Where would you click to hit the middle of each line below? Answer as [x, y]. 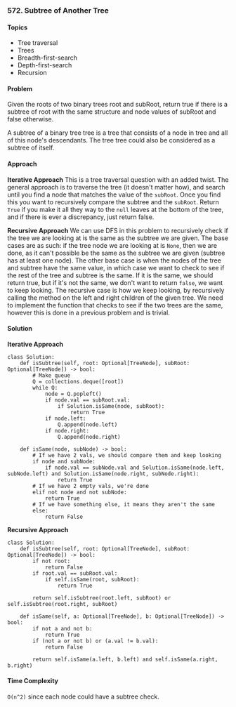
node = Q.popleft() [73, 394]
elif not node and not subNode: [80, 492]
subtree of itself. [31, 148]
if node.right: [67, 430]
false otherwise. [31, 119]
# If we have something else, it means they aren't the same [124, 504]
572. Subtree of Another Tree [58, 11]
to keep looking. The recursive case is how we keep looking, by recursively [116, 290]
